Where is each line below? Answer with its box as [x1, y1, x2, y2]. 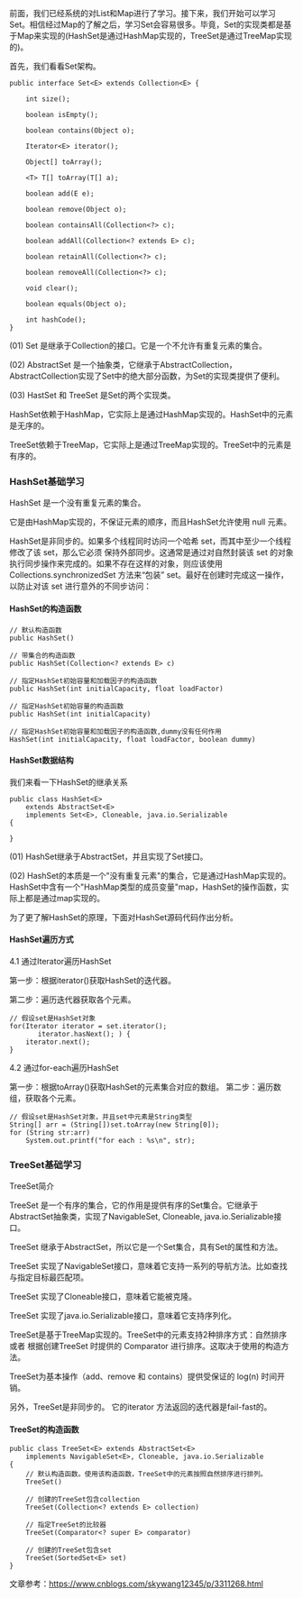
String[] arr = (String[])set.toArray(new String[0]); [9, 1120, 220, 1129]
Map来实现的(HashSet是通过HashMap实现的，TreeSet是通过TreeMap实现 [16, 31, 292, 41]
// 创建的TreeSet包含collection [25, 1495, 141, 1504]
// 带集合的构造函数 [9, 651, 76, 660]
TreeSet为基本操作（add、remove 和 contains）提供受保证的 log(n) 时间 [9, 1371, 278, 1382]
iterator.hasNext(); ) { [37, 1029, 131, 1038]
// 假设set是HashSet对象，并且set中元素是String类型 [9, 1112, 192, 1121]
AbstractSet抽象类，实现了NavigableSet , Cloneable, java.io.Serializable [9, 1211, 274, 1222]
